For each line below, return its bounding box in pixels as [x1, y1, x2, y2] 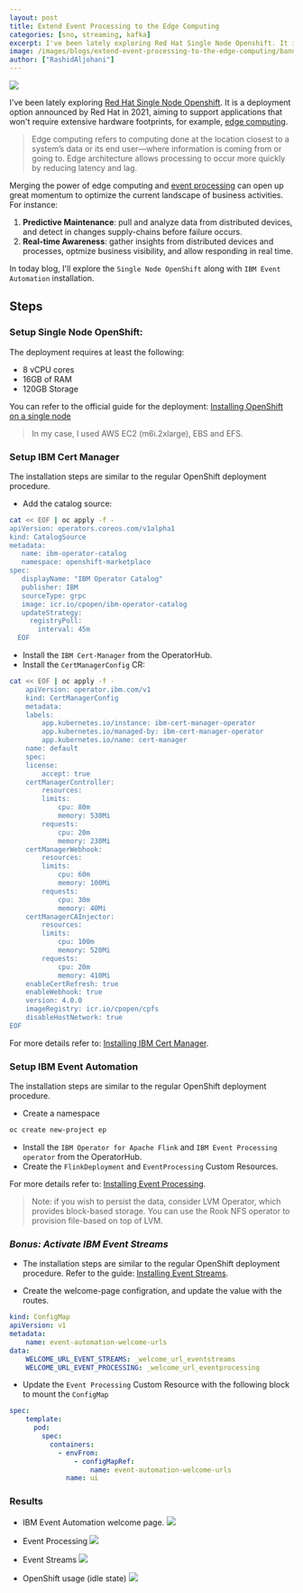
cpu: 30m [57, 895, 91, 904]
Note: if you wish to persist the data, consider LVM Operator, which [31, 1196, 281, 1207]
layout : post [9, 13, 59, 23]
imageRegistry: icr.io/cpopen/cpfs [25, 1004, 160, 1013]
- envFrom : [57, 1448, 99, 1457]
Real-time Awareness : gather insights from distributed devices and [22, 236, 274, 247]
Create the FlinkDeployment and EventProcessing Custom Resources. [22, 1161, 279, 1172]
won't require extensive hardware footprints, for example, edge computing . [9, 117, 289, 127]
